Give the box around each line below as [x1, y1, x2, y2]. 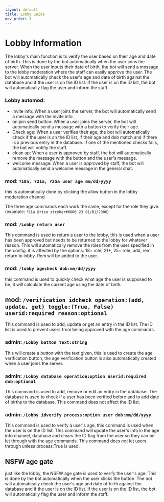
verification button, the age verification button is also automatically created [5, 355, 157, 361]
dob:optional [5, 379, 36, 384]
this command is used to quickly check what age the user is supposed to [5, 276, 152, 282]
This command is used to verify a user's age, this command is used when [5, 422, 154, 429]
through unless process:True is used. [5, 443, 80, 449]
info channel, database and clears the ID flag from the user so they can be [5, 433, 155, 439]
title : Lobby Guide [5, 12, 45, 17]
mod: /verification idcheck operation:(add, [5, 295, 144, 304]
